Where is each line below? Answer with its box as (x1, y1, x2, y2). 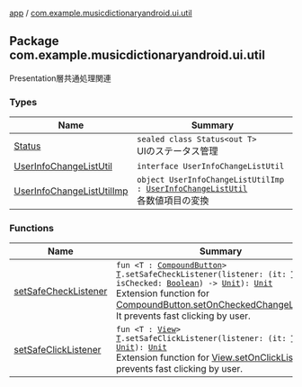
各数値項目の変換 (137, 194, 209, 207)
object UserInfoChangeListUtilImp (137, 175, 285, 185)
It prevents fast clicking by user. (116, 310, 252, 322)
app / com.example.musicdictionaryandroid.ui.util (9, 8, 192, 18)
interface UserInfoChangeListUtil (137, 161, 285, 172)
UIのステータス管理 (137, 145, 218, 157)
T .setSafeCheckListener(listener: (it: (116, 269, 287, 280)
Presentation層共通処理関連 (9, 72, 112, 84)
